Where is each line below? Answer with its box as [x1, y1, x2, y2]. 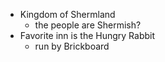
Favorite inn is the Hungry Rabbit [19, 30, 156, 41]
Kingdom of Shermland [19, 9, 116, 20]
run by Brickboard [34, 40, 110, 52]
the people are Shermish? [34, 19, 142, 31]
